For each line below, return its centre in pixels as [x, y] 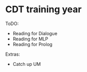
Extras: [13, 54]
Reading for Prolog [32, 44]
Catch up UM [27, 64]
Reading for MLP [30, 39]
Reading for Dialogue [35, 33]
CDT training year [43, 9]
